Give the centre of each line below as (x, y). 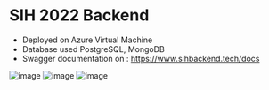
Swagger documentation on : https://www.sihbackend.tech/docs (141, 58)
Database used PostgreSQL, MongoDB (93, 49)
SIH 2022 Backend (79, 15)
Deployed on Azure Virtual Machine (87, 40)
